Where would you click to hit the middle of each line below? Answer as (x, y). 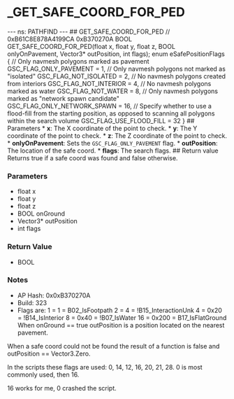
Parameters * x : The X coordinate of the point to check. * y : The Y (102, 128)
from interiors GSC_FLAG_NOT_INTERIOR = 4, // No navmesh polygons (109, 83)
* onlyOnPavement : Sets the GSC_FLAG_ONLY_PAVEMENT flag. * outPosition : (112, 143)
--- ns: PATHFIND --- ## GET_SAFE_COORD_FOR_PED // (89, 31)
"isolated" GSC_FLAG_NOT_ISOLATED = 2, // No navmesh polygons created (116, 76)
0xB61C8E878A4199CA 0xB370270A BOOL (70, 38)
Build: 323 (32, 302)
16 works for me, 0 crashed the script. (62, 388)
